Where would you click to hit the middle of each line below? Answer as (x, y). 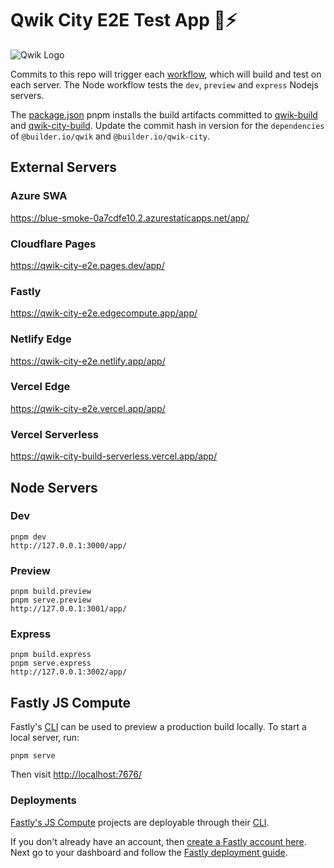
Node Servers (54, 487)
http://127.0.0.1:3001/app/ (69, 609)
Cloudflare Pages (53, 244)
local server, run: (45, 738)
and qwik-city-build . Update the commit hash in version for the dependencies (167, 125)
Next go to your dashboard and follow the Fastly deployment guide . (149, 852)
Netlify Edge (41, 339)
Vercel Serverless (54, 434)
